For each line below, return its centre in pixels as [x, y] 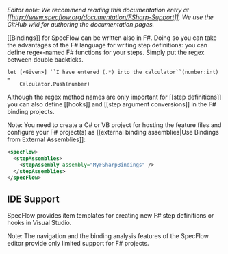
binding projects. [31, 112]
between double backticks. [45, 60]
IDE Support [33, 199]
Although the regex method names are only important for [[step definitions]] [114, 97]
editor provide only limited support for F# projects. [78, 244]
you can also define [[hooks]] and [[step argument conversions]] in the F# [112, 104]
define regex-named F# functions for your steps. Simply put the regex [106, 52]
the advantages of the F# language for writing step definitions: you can [107, 45]
